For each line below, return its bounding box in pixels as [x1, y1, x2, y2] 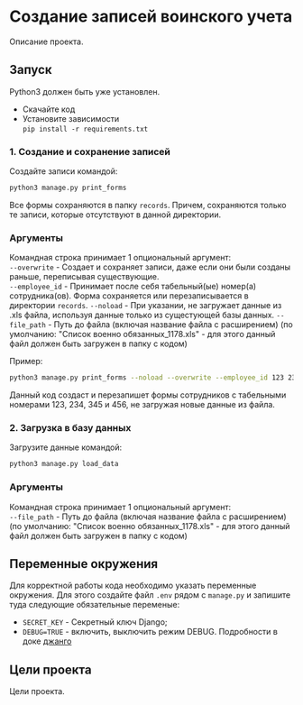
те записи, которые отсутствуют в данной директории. [9, 209, 222, 220]
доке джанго [22, 636, 72, 646]
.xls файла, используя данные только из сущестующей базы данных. [9, 309, 275, 321]
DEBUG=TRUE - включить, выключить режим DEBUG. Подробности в [22, 627, 278, 637]
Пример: [9, 356, 43, 367]
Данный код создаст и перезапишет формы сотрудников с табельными [9, 389, 287, 400]
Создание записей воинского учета [9, 6, 293, 27]
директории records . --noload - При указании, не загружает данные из [9, 300, 282, 311]
